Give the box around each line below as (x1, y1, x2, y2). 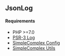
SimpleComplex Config (12, 39, 60, 45)
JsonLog (5, 4, 33, 12)
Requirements (5, 17, 35, 24)
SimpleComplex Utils (12, 45, 56, 51)
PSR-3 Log (12, 34, 35, 40)
